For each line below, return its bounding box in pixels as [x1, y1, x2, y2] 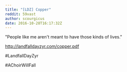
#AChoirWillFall [5, 62, 36, 68]
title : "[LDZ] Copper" [5, 7, 51, 12]
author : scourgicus [5, 16, 45, 21]
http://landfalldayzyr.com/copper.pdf [5, 43, 80, 49]
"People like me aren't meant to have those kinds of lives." [5, 34, 123, 40]
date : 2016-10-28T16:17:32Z [5, 20, 63, 26]
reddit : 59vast [5, 12, 36, 17]
